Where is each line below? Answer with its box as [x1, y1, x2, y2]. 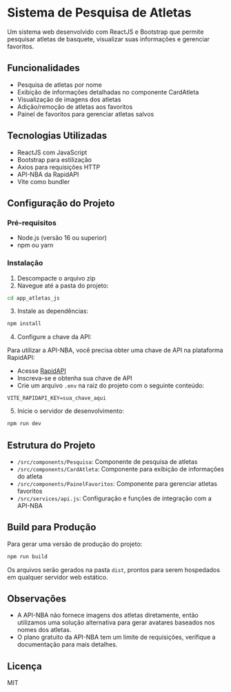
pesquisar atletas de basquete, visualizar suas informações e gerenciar [7, 34, 210, 43]
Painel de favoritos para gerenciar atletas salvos [17, 110, 154, 118]
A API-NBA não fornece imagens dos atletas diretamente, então [17, 611, 199, 620]
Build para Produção [7, 522, 97, 533]
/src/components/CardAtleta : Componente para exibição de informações [17, 465, 224, 473]
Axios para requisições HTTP [17, 163, 101, 171]
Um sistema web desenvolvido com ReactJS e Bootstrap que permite [7, 28, 204, 36]
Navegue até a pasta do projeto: [17, 281, 109, 289]
